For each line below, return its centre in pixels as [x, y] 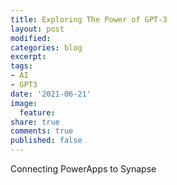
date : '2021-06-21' [51, 94]
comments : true [42, 131]
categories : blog [46, 47]
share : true [35, 122]
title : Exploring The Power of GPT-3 [89, 19]
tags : [21, 66]
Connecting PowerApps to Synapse [83, 169]
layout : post [37, 29]
